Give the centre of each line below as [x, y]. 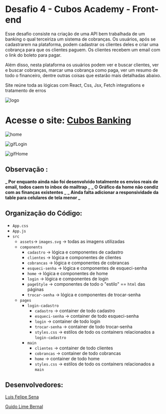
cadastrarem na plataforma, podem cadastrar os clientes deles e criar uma [82, 44]
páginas [35, 289]
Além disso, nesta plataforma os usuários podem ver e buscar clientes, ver [82, 65]
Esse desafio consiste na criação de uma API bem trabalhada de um [75, 34]
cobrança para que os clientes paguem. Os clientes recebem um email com [83, 50]
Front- [146, 9]
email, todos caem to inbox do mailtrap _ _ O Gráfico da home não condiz [82, 187]
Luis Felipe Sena [22, 397]
